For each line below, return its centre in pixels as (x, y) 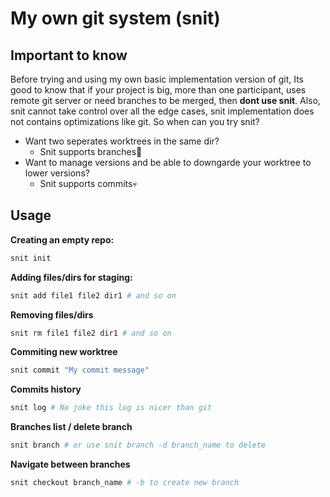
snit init (31, 258)
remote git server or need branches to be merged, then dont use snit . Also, (165, 100)
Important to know (69, 55)
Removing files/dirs (52, 314)
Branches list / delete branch (71, 427)
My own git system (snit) (115, 18)
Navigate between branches (70, 464)
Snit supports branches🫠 (91, 151)
